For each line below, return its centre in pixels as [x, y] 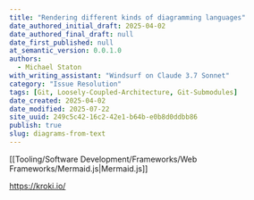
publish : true [36, 126]
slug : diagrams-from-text [57, 134]
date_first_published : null [62, 42]
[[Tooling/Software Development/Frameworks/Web [103, 159]
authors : [25, 59]
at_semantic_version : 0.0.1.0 [66, 51]
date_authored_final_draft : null [72, 34]
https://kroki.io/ [38, 186]
